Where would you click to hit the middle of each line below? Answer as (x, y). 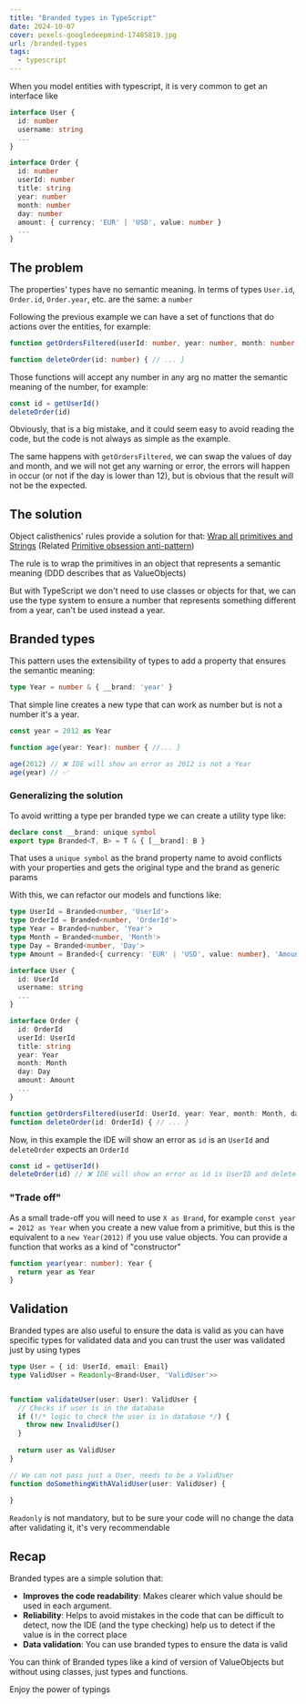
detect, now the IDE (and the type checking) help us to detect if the (149, 1625)
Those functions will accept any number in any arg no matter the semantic (149, 377)
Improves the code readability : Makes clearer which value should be (153, 1596)
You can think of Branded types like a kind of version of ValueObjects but (147, 1662)
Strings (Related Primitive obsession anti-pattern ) (102, 546)
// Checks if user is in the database (92, 1408)
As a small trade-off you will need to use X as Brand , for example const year (153, 1217)
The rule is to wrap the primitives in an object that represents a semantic (145, 564)
